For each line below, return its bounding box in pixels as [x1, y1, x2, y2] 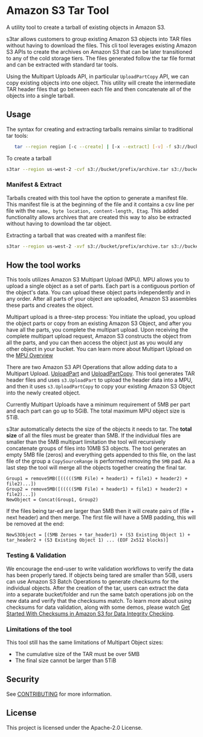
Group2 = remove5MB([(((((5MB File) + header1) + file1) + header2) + [6, 486, 188, 492]
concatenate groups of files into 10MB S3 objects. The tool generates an [6, 445, 187, 452]
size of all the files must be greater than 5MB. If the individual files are [6, 432, 181, 439]
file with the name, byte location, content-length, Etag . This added [6, 207, 179, 214]
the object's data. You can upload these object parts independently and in [6, 289, 190, 296]
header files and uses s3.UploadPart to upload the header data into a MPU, [6, 376, 193, 384]
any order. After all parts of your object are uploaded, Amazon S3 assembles [6, 295, 197, 303]
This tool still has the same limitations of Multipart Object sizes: [6, 639, 164, 646]
